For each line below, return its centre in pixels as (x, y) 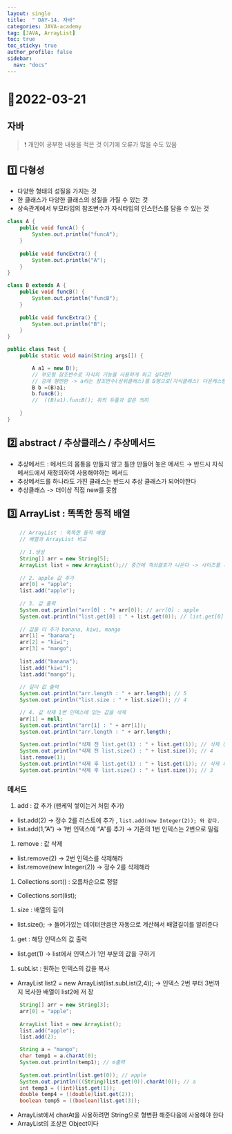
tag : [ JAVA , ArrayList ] (41, 33)
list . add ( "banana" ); (49, 661)
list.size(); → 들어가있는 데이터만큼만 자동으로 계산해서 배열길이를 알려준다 (118, 925)
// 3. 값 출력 (38, 604)
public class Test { (37, 350)
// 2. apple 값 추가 (47, 578)
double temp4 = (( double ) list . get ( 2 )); (77, 1095)
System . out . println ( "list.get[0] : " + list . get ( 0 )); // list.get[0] (122, 616)
